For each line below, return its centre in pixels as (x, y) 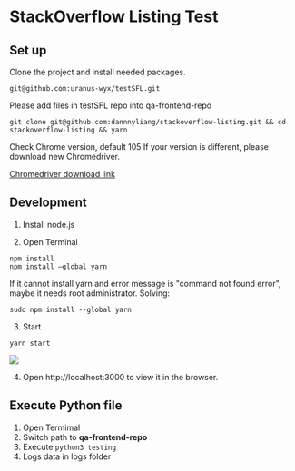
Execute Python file (66, 406)
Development (49, 203)
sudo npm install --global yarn (70, 309)
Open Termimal (51, 427)
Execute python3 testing (69, 446)
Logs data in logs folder (67, 456)
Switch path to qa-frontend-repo (85, 437)
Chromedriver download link (63, 174)
